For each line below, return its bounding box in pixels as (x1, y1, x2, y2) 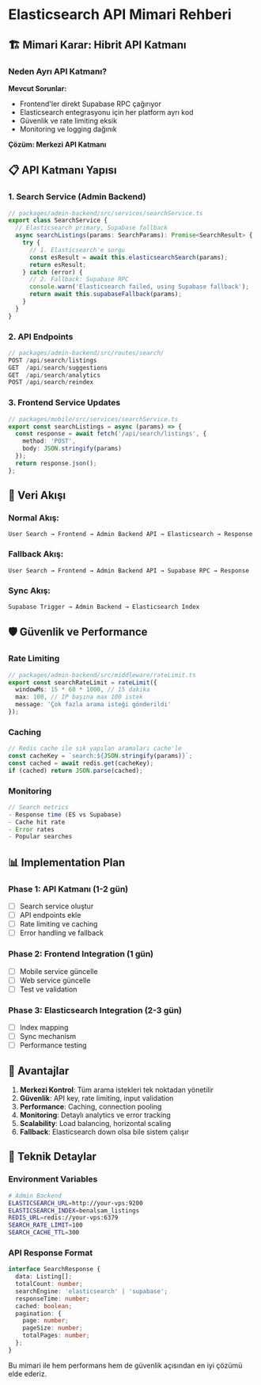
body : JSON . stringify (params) (22, 445, 123, 453)
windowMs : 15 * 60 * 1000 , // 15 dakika (15, 686, 150, 694)
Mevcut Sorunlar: (8, 83, 67, 93)
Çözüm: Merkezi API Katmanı (8, 139, 107, 149)
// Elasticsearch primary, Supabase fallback (15, 224, 168, 232)
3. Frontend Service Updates (8, 398, 121, 409)
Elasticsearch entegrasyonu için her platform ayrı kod (19, 107, 194, 116)
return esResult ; (28, 261, 87, 268)
